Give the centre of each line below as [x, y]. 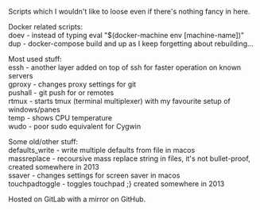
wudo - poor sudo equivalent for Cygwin [75, 126]
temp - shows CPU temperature [60, 118]
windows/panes [35, 109]
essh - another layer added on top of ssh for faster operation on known [125, 67]
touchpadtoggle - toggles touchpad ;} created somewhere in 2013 [116, 184]
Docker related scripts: [46, 27]
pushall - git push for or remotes [61, 93]
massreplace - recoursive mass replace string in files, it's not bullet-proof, [129, 158]
